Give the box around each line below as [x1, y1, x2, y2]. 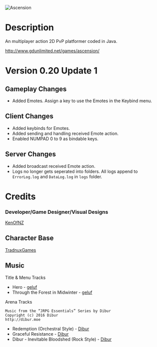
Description [5, 22, 54, 33]
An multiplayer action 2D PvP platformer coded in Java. [5, 38, 118, 44]
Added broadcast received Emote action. [12, 163, 95, 169]
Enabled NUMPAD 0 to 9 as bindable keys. [12, 136, 98, 142]
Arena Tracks [5, 299, 32, 305]
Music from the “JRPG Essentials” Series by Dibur [5, 308, 111, 313]
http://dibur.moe [5, 317, 41, 322]
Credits [5, 191, 36, 202]
